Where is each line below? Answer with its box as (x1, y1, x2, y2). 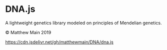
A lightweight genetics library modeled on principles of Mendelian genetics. (5, 20, 162, 26)
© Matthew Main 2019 (5, 29, 51, 35)
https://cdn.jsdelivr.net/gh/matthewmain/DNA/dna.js (5, 39, 114, 45)
